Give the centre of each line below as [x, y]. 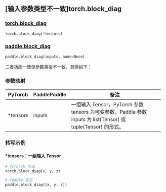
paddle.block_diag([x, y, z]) [36, 185]
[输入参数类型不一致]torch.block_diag [63, 9]
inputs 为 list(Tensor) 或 [98, 120]
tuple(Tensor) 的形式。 [98, 127]
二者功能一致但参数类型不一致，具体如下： [48, 66]
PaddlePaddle [50, 95]
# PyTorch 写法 [20, 167]
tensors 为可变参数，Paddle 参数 [109, 112]
